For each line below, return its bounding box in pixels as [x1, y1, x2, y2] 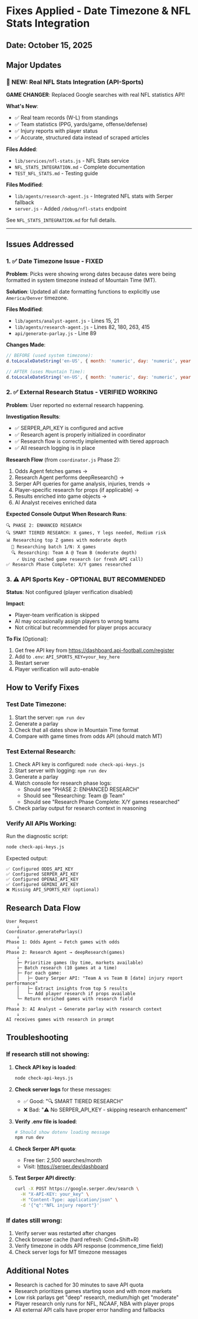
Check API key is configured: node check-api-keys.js [14, 761, 145, 768]
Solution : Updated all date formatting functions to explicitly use [6, 288, 160, 295]
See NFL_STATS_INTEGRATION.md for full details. [6, 216, 117, 224]
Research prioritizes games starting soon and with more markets [14, 1287, 172, 1294]
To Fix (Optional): [6, 635, 48, 642]
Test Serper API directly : [14, 1174, 77, 1182]
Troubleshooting [6, 1032, 69, 1042]
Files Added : [6, 146, 38, 153]
